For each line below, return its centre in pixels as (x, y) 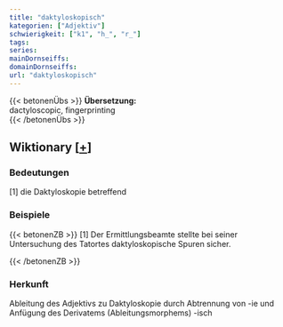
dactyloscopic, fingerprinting (62, 110)
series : (24, 51)
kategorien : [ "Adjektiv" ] (57, 26)
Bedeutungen (39, 172)
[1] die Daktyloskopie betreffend (68, 192)
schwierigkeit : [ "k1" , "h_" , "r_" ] (75, 34)
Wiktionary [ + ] (50, 148)
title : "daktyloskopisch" (57, 17)
